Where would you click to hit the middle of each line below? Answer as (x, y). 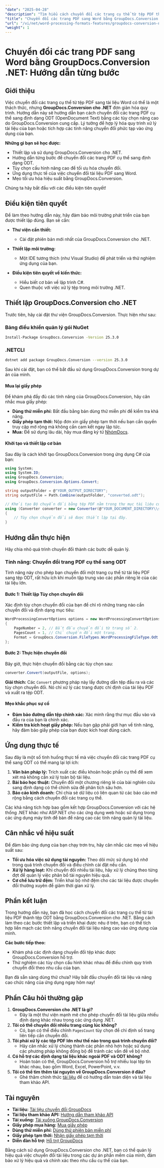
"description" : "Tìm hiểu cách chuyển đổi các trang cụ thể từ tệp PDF (79, 14)
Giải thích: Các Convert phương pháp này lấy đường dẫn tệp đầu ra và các (80, 682)
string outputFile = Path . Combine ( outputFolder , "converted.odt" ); (75, 495)
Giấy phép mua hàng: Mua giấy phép (50, 1125)
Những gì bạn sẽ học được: (33, 143)
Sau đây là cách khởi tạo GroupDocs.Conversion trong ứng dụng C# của (78, 454)
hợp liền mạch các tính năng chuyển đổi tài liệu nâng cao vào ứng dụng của (81, 928)
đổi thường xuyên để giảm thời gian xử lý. (53, 886)
